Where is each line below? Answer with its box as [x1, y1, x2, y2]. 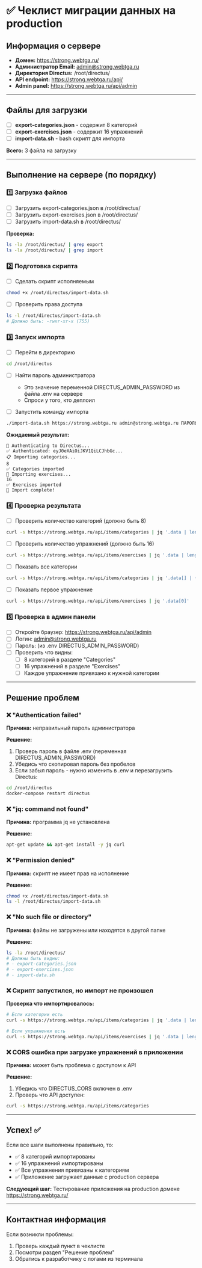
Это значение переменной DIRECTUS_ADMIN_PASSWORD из [23, 383, 180, 391]
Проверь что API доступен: [14, 1091, 85, 1098]
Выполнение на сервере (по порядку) [6, 170, 157, 180]
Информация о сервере [6, 40, 101, 51]
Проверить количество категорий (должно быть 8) [14, 517, 146, 525]
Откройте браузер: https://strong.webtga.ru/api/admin [14, 629, 152, 636]
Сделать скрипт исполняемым [14, 277, 94, 285]
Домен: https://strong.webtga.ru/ [14, 57, 99, 64]
